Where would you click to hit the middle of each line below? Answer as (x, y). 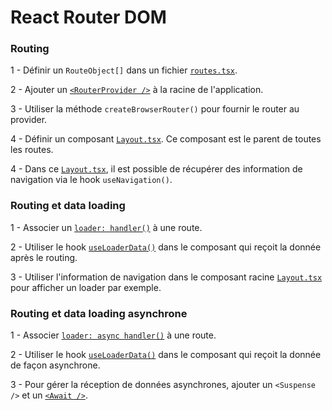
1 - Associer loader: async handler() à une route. (113, 335)
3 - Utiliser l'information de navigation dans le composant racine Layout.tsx (166, 277)
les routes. (32, 150)
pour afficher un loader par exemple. (86, 287)
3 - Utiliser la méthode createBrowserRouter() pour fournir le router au (155, 109)
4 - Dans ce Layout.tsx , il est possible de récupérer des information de (156, 169)
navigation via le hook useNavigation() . (91, 180)
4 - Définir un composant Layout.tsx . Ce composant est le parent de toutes (166, 139)
